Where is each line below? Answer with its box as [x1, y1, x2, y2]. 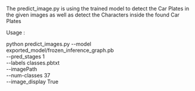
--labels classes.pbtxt [6, 59, 60, 66]
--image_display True [6, 78, 59, 85]
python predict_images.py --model [6, 41, 92, 47]
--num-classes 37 [6, 72, 51, 79]
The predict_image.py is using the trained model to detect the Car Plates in [6, 5, 189, 12]
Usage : [6, 29, 26, 36]
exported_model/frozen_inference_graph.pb [6, 47, 114, 54]
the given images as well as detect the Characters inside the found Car [6, 11, 180, 18]
